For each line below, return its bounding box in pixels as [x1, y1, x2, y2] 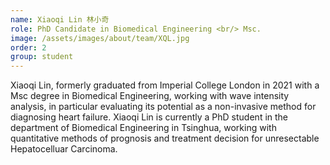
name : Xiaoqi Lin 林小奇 [10, 14, 110, 25]
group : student [10, 52, 74, 62]
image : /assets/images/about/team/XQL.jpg [10, 33, 190, 43]
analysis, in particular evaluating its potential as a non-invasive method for [10, 101, 317, 113]
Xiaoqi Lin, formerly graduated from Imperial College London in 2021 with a [10, 79, 320, 91]
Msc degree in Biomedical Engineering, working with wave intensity [10, 90, 290, 102]
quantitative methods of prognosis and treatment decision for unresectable [10, 132, 320, 145]
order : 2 [10, 42, 47, 53]
